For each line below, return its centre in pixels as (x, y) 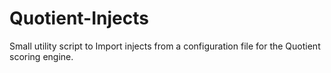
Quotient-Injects (79, 18)
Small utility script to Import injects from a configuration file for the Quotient (165, 46)
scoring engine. (41, 56)
